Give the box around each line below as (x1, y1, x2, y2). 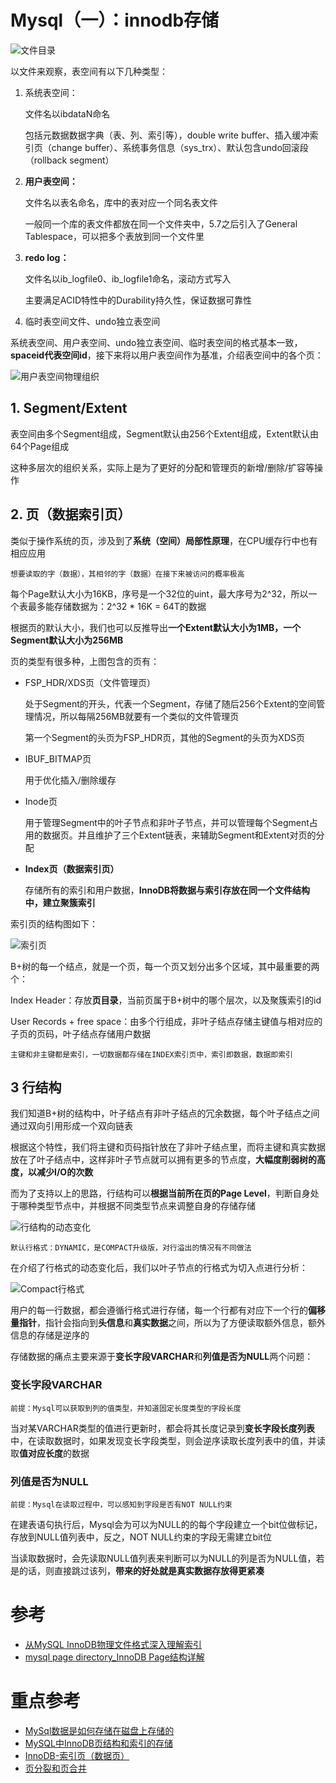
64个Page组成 (10, 440, 70, 452)
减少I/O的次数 (36, 1166, 94, 1178)
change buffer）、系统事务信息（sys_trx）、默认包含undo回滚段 (51, 141, 309, 153)
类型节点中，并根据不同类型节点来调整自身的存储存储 (36, 1200, 256, 1212)
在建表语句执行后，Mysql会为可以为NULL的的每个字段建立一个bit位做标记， (10, 1518, 323, 1530)
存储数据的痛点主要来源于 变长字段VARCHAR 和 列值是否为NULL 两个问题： (10, 1351, 314, 1363)
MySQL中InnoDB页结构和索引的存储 (24, 1737, 173, 1749)
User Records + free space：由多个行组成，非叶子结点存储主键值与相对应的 (10, 1015, 323, 1027)
